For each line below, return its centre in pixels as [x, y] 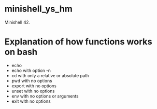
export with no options [34, 86]
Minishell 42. [17, 22]
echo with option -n [31, 70]
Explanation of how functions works [78, 42]
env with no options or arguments [45, 96]
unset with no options [33, 91]
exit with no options [31, 101]
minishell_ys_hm [39, 9]
